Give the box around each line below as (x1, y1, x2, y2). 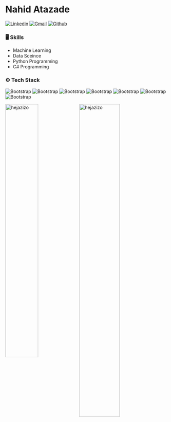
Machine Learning (12, 47, 51, 53)
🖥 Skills (5, 33, 24, 41)
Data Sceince (12, 53, 42, 59)
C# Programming (12, 64, 49, 70)
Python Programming (12, 58, 58, 65)
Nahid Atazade (5, 4, 70, 15)
